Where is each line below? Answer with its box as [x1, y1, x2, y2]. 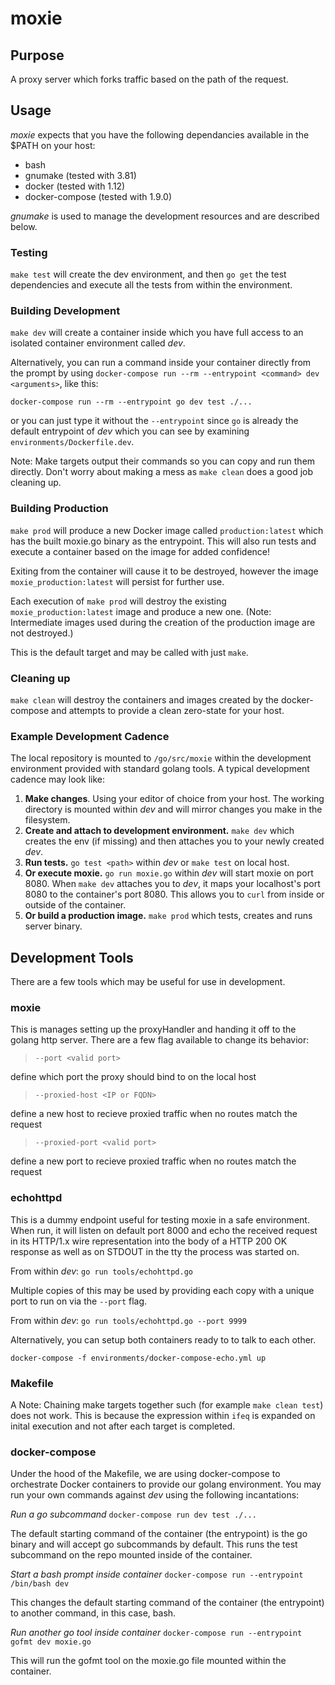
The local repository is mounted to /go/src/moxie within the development [10, 752, 312, 764]
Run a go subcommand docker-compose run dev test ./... [10, 1508, 257, 1521]
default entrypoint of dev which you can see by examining [10, 425, 250, 437]
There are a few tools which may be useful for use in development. [10, 976, 286, 988]
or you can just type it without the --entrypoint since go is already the [10, 415, 299, 427]
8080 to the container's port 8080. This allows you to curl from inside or [24, 888, 325, 901]
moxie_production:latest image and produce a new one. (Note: [10, 605, 272, 617]
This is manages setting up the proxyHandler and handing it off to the [10, 1023, 297, 1036]
